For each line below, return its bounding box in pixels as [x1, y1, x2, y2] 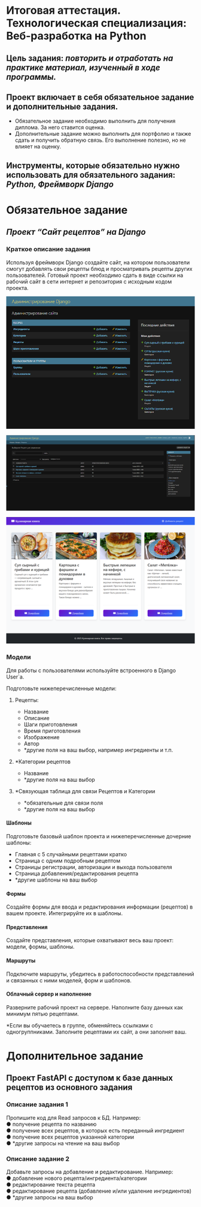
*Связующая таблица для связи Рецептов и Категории [14, 787, 156, 794]
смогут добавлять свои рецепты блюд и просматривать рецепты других [6, 265, 193, 272]
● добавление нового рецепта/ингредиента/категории [6, 1175, 147, 1182]
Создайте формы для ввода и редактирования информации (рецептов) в [6, 903, 193, 910]
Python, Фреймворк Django [6, 179, 114, 189]
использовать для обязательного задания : [6, 169, 176, 180]
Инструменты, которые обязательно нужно [6, 160, 180, 171]
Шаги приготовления [23, 721, 78, 728]
